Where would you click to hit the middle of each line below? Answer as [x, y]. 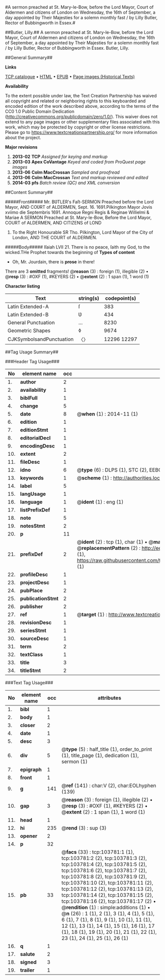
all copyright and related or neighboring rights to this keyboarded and [75, 101]
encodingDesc [38, 446]
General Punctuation [31, 323]
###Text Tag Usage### [29, 683]
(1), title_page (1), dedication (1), [100, 755]
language [31, 502]
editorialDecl [35, 438]
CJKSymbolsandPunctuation [41, 339]
